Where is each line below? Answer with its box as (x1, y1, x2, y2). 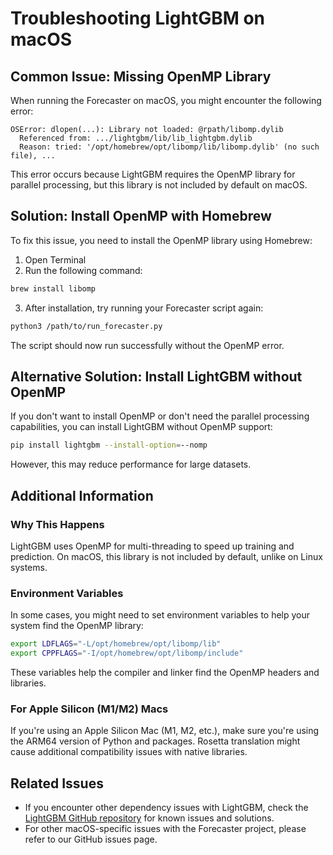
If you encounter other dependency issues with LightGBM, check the (24, 802, 309, 814)
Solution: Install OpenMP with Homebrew (10, 208, 272, 225)
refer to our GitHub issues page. (24, 833, 158, 846)
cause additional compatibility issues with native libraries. (10, 746, 248, 758)
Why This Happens (10, 517, 105, 531)
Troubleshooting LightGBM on (10, 7, 266, 30)
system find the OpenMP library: (10, 620, 144, 632)
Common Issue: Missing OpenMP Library (10, 68, 272, 85)
